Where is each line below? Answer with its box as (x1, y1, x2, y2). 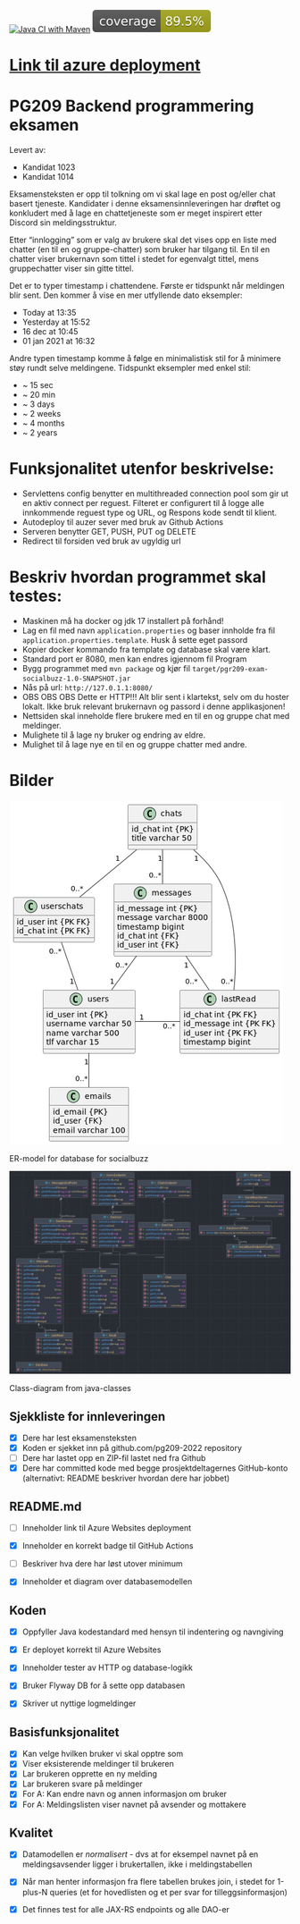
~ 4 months (21, 418, 65, 429)
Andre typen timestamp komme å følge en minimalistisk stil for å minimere (9, 353, 281, 364)
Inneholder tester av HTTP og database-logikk (21, 1662, 194, 1673)
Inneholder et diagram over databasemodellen (21, 1576, 193, 1587)
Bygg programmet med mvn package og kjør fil (21, 663, 190, 673)
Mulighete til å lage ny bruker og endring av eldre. (21, 730, 206, 740)
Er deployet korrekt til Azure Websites (21, 1644, 162, 1655)
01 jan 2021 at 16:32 (21, 336, 96, 347)
